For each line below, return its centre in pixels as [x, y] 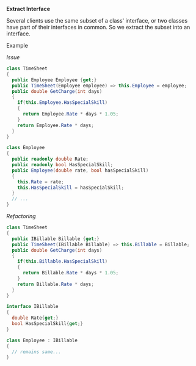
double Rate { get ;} [35, 318]
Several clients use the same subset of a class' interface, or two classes [97, 20]
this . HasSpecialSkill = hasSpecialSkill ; [71, 188]
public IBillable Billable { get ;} [56, 239]
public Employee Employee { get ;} [54, 80]
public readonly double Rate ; [50, 159]
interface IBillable [33, 307]
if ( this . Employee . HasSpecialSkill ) [63, 103]
